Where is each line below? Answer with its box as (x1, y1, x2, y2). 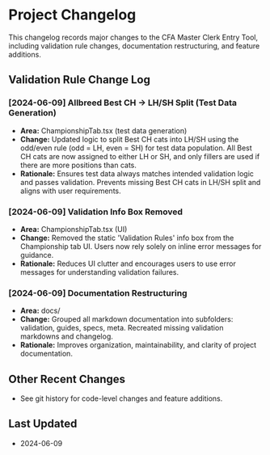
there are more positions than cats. (19, 160, 137, 170)
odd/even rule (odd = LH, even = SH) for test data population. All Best (19, 143, 252, 153)
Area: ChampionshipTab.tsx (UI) (19, 224, 128, 234)
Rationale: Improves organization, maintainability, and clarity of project (19, 340, 257, 350)
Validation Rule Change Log (8, 73, 151, 86)
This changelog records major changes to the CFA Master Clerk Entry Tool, (8, 32, 259, 42)
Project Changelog (8, 6, 137, 24)
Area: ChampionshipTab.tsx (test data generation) (19, 125, 188, 135)
